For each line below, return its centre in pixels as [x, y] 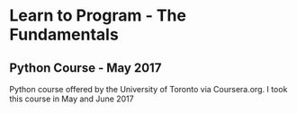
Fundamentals [64, 35]
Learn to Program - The [98, 16]
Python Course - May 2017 [85, 68]
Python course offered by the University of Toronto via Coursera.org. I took [148, 89]
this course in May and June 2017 [72, 99]
